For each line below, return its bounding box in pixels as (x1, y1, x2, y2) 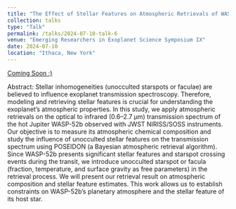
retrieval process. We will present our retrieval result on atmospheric (7, 172, 206, 180)
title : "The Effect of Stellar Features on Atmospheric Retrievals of (7, 10, 218, 18)
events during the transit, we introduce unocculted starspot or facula (7, 157, 206, 165)
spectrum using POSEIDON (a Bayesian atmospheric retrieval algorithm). (7, 142, 218, 151)
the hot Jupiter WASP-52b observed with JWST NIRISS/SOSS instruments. (7, 120, 223, 128)
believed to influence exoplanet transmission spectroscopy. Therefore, (7, 89, 212, 99)
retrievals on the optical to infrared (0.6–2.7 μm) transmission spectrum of (7, 112, 221, 120)
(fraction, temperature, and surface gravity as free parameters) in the (7, 165, 208, 173)
